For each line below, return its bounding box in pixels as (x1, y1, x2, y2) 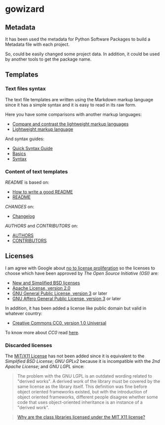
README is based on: (5, 179, 49, 185)
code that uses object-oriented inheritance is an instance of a (17, 399, 143, 405)
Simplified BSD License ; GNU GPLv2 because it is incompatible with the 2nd (5, 358, 160, 364)
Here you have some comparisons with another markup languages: (5, 111, 142, 117)
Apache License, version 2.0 (12, 285, 71, 291)
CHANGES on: (5, 203, 35, 209)
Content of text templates (5, 168, 68, 175)
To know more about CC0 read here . (5, 329, 80, 335)
